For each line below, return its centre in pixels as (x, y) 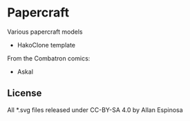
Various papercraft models (45, 32)
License (25, 93)
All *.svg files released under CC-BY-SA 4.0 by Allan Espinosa (95, 110)
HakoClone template (46, 45)
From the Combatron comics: (49, 58)
